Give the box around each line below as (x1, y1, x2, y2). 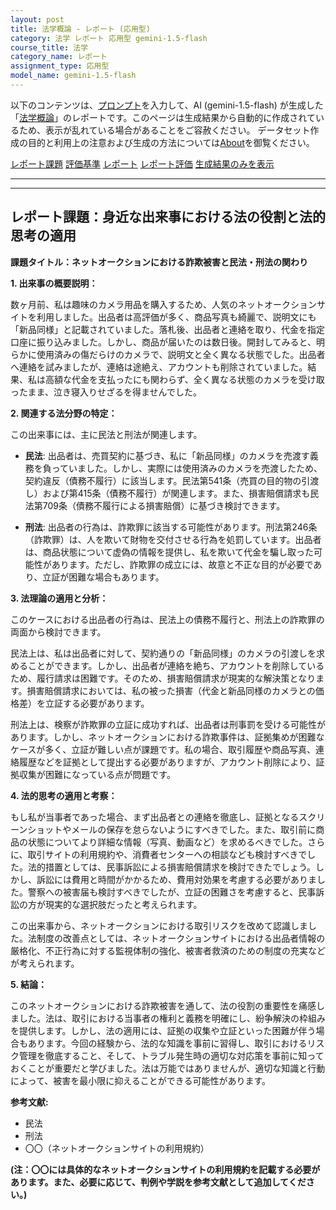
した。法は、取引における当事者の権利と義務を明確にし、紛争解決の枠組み (18, 1012, 326, 1024)
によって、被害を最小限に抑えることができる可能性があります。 (10, 1074, 272, 1086)
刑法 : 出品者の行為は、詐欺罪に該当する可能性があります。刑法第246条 (24, 521, 318, 533)
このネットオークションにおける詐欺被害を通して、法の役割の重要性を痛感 (10, 999, 317, 1011)
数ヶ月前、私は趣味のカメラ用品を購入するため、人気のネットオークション (10, 298, 317, 310)
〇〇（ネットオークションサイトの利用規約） (24, 1142, 210, 1154)
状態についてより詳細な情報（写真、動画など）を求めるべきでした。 (27, 836, 308, 848)
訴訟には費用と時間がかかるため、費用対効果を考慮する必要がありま (36, 873, 317, 885)
